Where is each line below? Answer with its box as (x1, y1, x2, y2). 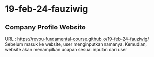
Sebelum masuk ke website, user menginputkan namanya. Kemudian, (5, 41, 147, 47)
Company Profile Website (5, 23, 86, 31)
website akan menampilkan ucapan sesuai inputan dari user (5, 47, 127, 52)
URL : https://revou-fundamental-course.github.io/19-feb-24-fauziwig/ (5, 36, 149, 42)
